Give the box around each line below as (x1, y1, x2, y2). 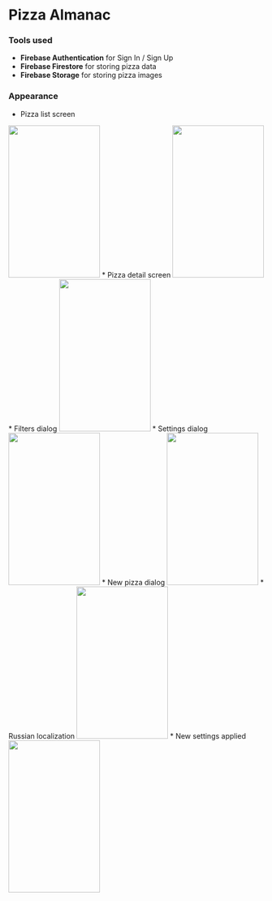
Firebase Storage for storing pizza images (19, 71, 162, 80)
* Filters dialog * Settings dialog (8, 424, 209, 433)
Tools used (8, 35, 53, 46)
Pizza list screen (19, 109, 76, 119)
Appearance (8, 91, 58, 102)
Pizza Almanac (8, 6, 111, 24)
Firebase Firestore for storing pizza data (19, 62, 157, 71)
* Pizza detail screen (101, 269, 171, 279)
